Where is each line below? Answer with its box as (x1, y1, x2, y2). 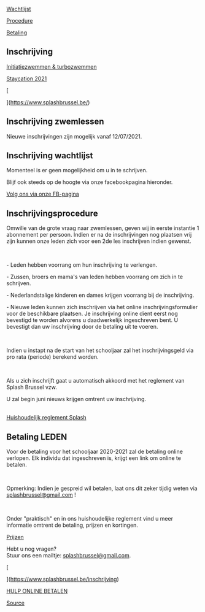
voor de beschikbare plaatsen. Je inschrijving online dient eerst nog (6, 310, 178, 318)
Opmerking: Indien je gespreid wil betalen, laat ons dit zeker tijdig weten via (6, 484, 198, 492)
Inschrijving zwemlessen (6, 117, 104, 127)
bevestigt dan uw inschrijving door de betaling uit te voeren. (6, 323, 158, 331)
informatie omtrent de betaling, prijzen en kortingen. (6, 521, 138, 529)
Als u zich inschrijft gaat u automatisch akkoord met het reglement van (6, 377, 185, 384)
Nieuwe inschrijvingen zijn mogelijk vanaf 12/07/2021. (6, 132, 142, 140)
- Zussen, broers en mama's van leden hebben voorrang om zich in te (6, 273, 183, 281)
